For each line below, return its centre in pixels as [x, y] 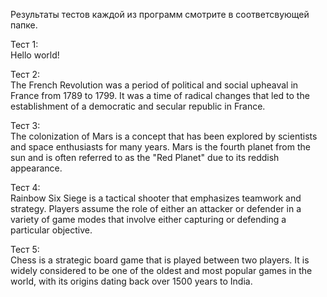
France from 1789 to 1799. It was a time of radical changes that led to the [160, 95]
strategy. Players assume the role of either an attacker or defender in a [156, 208]
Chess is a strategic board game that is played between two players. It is [160, 260]
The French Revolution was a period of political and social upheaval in [154, 85]
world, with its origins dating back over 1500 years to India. [131, 281]
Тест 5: [25, 249]
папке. [24, 25]
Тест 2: [25, 74]
